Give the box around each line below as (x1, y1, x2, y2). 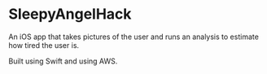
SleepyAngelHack (8, 5, 132, 24)
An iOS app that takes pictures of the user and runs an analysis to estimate (8, 32, 259, 41)
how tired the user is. (8, 40, 80, 50)
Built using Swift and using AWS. (8, 56, 118, 66)
